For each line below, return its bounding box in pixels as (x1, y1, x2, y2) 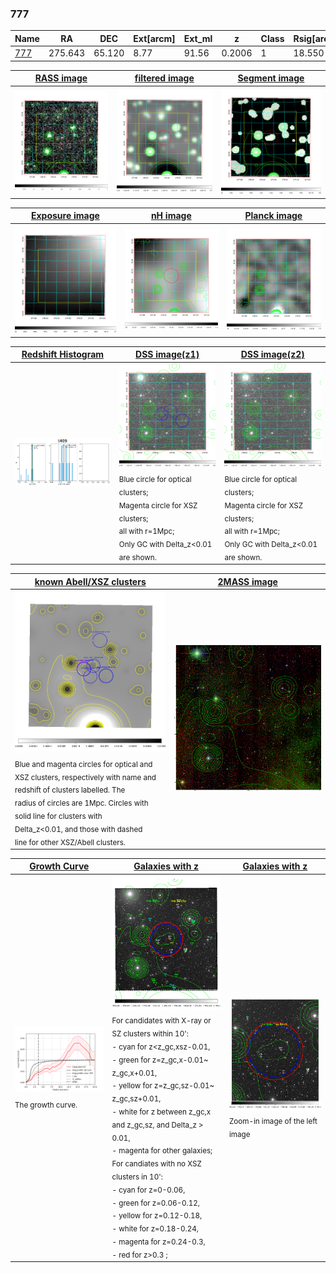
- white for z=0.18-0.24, (111, 1223, 199, 1234)
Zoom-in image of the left (228, 1116, 318, 1126)
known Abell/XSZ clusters (34, 575, 147, 587)
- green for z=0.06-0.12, (111, 1198, 200, 1208)
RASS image (34, 72, 88, 84)
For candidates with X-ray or (111, 1016, 212, 1026)
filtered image (134, 72, 195, 84)
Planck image (244, 210, 303, 222)
